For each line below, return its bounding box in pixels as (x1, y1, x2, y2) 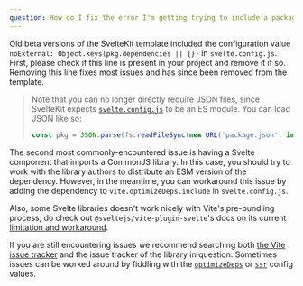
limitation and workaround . (9, 222, 109, 233)
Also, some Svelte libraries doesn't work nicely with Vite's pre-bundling (9, 202, 275, 213)
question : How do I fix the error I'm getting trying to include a (9, 13, 269, 23)
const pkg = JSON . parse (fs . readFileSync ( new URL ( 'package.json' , (31, 130, 282, 140)
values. (9, 268, 36, 279)
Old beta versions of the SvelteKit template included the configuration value (9, 38, 291, 49)
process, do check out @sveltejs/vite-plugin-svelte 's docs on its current (9, 212, 287, 223)
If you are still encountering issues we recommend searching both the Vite (9, 239, 286, 250)
